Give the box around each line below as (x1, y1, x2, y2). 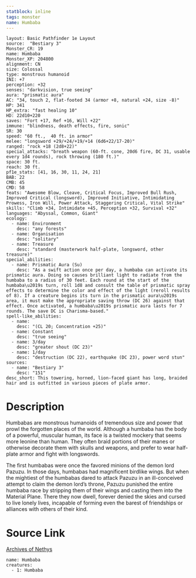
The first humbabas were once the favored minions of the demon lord (6, 462, 174, 469)
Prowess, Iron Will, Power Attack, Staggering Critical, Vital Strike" (6, 201, 185, 206)
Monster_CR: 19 (6, 46, 43, 52)
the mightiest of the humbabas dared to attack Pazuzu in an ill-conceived (6, 475, 184, 482)
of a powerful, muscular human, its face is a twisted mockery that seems (6, 432, 182, 439)
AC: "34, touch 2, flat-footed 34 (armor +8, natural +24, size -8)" (6, 98, 180, 103)
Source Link (6, 526, 66, 540)
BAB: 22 (6, 175, 25, 181)
